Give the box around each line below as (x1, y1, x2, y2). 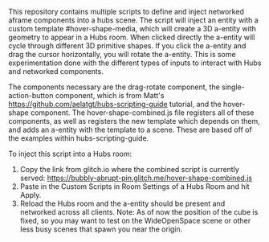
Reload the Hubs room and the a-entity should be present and (19, 199, 226, 208)
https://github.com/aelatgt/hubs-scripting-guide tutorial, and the (8, 100, 222, 109)
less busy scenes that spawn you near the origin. (19, 224, 183, 234)
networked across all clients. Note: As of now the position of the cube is (19, 207, 259, 216)
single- (222, 82, 245, 92)
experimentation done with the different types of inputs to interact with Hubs (8, 58, 262, 68)
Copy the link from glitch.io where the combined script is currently (19, 165, 239, 174)
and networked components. (8, 67, 104, 76)
